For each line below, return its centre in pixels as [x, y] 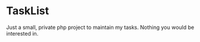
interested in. [22, 33]
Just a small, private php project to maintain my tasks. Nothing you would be [100, 27]
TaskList [28, 11]
